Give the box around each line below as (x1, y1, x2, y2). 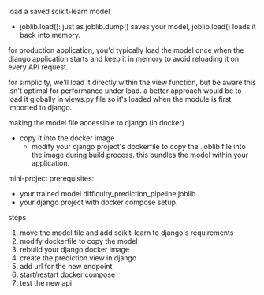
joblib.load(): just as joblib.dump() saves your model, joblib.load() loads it (19, 22, 256, 31)
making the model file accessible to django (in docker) (8, 118, 185, 127)
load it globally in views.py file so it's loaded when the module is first (8, 95, 232, 103)
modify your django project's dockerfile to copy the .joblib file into (31, 142, 246, 151)
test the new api (19, 278, 73, 287)
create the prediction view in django (19, 253, 137, 263)
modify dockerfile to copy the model (19, 237, 138, 245)
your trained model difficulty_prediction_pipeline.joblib (19, 189, 196, 198)
